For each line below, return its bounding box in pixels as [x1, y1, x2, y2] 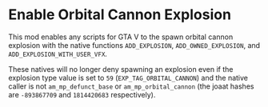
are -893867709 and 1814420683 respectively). [8, 89, 156, 99]
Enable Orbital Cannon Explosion [8, 6, 232, 24]
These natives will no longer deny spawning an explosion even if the [8, 64, 234, 73]
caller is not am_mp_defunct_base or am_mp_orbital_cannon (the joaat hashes [8, 81, 254, 91]
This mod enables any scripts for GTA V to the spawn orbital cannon [8, 32, 234, 42]
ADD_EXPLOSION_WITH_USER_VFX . [8, 49, 108, 58]
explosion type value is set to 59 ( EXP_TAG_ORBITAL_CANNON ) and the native [8, 73, 249, 82]
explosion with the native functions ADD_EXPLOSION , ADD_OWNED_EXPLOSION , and [8, 40, 261, 50]
